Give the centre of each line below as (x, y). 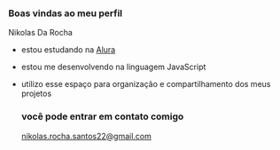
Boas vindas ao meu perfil (66, 13)
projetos (36, 94)
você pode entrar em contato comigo (102, 116)
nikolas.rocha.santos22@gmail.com (86, 136)
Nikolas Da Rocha (40, 33)
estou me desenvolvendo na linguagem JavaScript (113, 67)
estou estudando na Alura (68, 50)
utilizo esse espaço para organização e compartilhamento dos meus (146, 84)
